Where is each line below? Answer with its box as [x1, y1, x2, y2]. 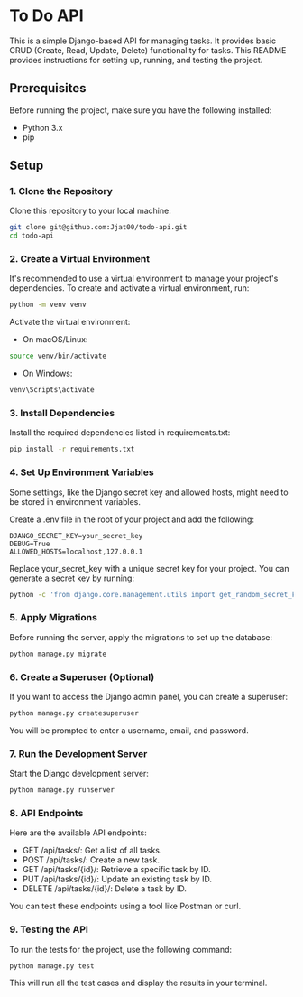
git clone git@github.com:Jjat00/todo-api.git [9, 223, 188, 232]
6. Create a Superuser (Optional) [9, 670, 155, 683]
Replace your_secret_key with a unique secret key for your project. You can [9, 563, 289, 573]
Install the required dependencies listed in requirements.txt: [9, 427, 231, 438]
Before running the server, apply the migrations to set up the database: [9, 631, 273, 642]
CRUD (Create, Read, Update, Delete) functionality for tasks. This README [9, 44, 287, 55]
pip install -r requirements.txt [9, 444, 135, 454]
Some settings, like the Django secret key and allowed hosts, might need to [9, 487, 289, 498]
